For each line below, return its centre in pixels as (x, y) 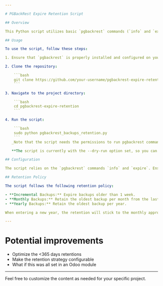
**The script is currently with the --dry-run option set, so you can (84, 151)
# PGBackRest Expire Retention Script (44, 14)
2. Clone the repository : (31, 67)
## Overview (17, 22)
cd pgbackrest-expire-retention (46, 107)
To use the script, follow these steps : (47, 49)
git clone (24, 80)
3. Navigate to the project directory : (45, 93)
